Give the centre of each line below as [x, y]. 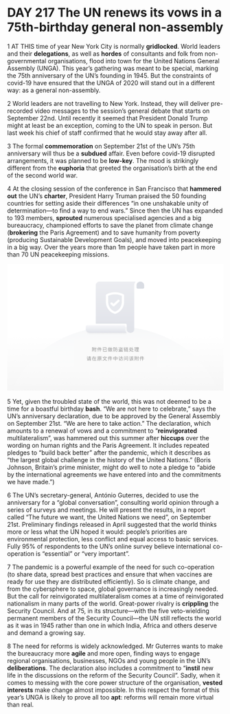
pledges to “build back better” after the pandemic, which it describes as [109, 453]
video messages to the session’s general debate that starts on [122, 111]
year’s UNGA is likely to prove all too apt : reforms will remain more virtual [111, 697]
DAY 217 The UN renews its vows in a [114, 13]
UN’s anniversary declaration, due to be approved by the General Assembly [114, 416]
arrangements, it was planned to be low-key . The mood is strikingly [103, 160]
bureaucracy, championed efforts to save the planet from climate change [110, 225]
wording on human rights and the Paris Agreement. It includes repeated [108, 445]
